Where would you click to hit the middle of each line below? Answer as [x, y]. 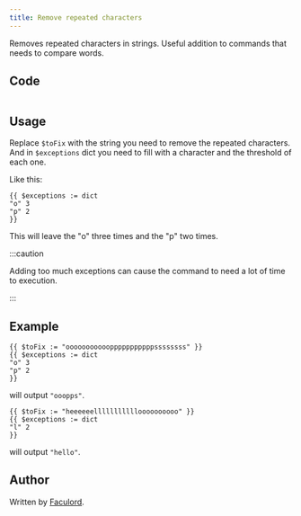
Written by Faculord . [47, 502]
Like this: [26, 180]
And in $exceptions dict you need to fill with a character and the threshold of [150, 153]
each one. [28, 162]
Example [34, 326]
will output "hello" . [45, 452]
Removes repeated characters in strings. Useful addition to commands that [148, 43]
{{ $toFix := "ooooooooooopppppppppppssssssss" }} [106, 347]
